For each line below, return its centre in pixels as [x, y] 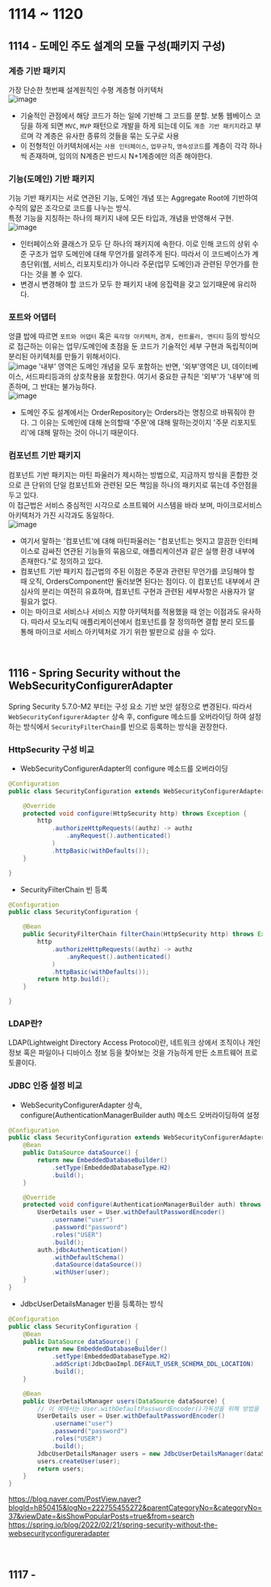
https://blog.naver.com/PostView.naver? [75, 1499]
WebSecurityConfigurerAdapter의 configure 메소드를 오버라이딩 [124, 768]
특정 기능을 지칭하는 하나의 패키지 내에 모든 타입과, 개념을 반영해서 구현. [121, 218]
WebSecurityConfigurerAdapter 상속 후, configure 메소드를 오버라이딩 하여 [127, 716]
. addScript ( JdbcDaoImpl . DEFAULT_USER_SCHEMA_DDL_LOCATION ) [152, 1364]
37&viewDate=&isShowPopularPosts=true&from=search [102, 1516]
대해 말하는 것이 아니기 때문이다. [88, 433]
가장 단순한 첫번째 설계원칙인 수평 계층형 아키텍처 [86, 90]
